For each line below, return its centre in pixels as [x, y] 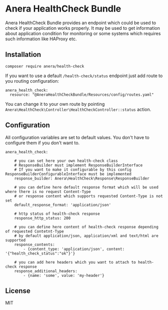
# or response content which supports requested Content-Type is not [89, 196]
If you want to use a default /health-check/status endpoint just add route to [84, 76]
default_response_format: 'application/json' [63, 205]
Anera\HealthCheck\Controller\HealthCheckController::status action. [78, 109]
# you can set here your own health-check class [66, 161]
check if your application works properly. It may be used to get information [82, 28]
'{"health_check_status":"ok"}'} [40, 253]
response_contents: [35, 244]
